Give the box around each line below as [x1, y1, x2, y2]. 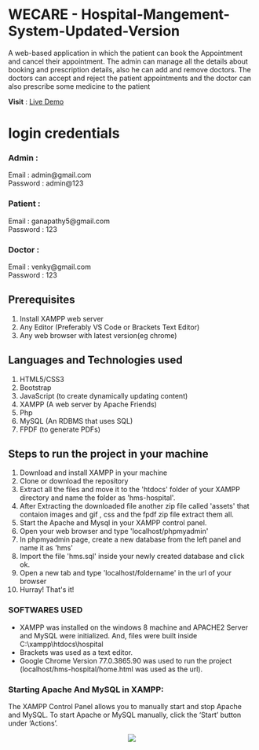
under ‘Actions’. [8, 719, 58, 728]
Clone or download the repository [19, 476, 129, 486]
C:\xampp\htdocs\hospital [19, 639, 104, 649]
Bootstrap [19, 383, 52, 392]
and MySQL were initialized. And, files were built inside [19, 631, 198, 640]
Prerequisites [8, 293, 75, 307]
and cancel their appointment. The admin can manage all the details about [8, 57, 249, 66]
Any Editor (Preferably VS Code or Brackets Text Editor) [19, 322, 200, 332]
